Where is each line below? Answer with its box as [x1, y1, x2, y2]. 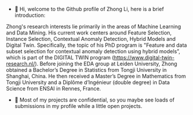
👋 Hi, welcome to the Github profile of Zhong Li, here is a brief [14, 6, 164, 12]
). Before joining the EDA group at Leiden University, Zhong [35, 60, 177, 67]
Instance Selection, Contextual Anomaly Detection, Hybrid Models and [6, 36, 176, 42]
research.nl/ [6, 60, 35, 67]
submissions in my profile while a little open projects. [14, 103, 142, 109]
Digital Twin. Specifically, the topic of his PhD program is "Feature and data [6, 41, 187, 48]
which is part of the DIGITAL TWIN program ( [6, 54, 114, 61]
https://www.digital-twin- [113, 54, 175, 61]
